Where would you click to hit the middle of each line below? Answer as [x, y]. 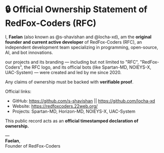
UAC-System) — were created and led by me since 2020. [63, 72]
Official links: [18, 91]
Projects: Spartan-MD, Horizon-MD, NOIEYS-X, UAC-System [74, 111]
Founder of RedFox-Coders [33, 146]
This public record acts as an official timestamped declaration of [72, 121]
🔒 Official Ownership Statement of [76, 10]
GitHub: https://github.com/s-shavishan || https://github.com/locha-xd [83, 101]
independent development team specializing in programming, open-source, [82, 47]
